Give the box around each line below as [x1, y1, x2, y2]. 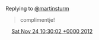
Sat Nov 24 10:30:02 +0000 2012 [11, 28, 93, 35]
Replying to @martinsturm [5, 5, 69, 12]
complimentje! [20, 16, 55, 23]
